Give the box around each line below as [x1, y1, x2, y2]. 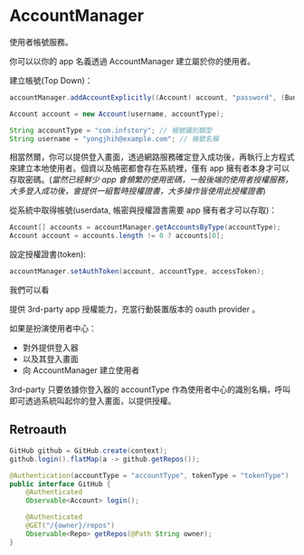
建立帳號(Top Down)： [9, 74, 93, 86]
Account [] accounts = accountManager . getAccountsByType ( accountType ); [9, 223, 281, 232]
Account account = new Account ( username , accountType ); [9, 110, 224, 119]
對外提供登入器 [22, 342, 79, 353]
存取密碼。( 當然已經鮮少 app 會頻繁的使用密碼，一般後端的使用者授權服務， [9, 174, 293, 186]
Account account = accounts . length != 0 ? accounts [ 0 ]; [9, 232, 224, 241]
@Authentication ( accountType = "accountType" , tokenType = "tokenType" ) [9, 471, 290, 480]
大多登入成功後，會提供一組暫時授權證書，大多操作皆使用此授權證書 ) [9, 186, 267, 196]
